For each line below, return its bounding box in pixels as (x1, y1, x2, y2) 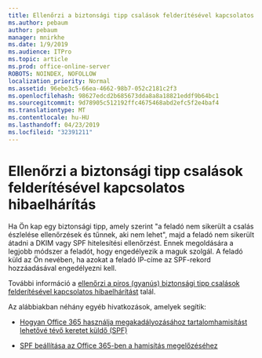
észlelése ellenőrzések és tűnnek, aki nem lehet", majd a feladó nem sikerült (8, 229, 255, 239)
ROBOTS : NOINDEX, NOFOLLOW (8, 70, 96, 78)
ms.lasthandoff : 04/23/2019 (8, 121, 100, 129)
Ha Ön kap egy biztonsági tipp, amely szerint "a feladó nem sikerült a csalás (8, 221, 254, 231)
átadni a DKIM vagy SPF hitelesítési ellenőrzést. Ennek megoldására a (8, 238, 234, 247)
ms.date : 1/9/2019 (8, 41, 68, 49)
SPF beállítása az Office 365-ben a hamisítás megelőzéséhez (19, 341, 218, 350)
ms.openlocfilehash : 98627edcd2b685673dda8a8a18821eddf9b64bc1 (8, 92, 220, 100)
